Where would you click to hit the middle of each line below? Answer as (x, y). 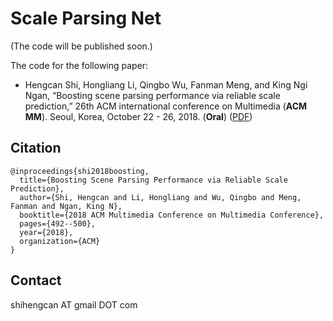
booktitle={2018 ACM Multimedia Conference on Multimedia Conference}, (172, 215)
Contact (36, 280)
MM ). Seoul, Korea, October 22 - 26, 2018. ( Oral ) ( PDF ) (138, 116)
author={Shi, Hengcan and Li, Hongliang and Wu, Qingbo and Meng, (160, 197)
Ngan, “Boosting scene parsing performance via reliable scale (152, 95)
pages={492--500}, (58, 223)
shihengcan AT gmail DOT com (74, 304)
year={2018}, (46, 232)
